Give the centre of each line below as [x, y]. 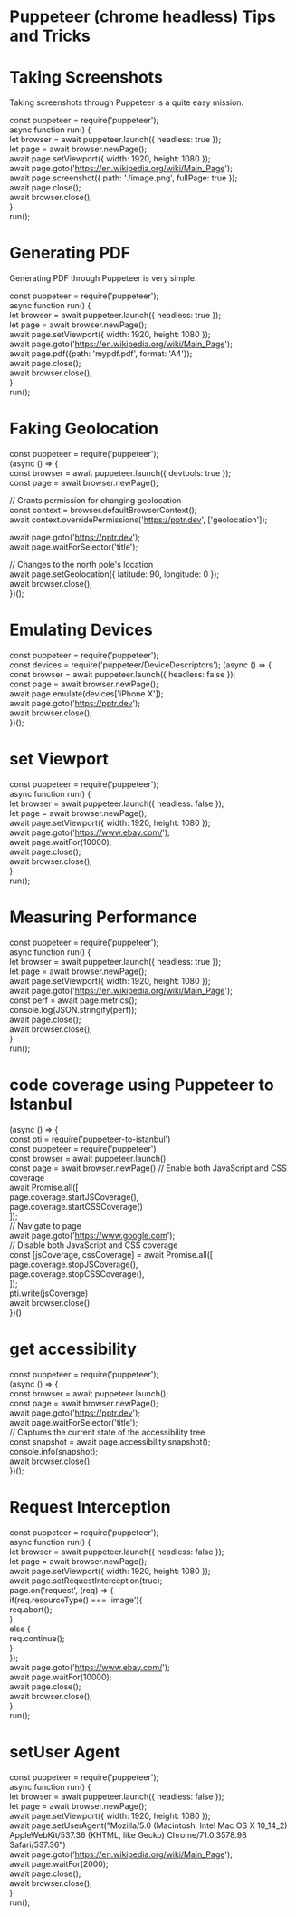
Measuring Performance [103, 917]
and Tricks [50, 36]
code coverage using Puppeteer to [142, 1085]
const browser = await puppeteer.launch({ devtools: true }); [120, 473]
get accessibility [73, 1349]
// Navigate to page [45, 1225]
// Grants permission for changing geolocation [95, 500]
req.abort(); [31, 1609]
